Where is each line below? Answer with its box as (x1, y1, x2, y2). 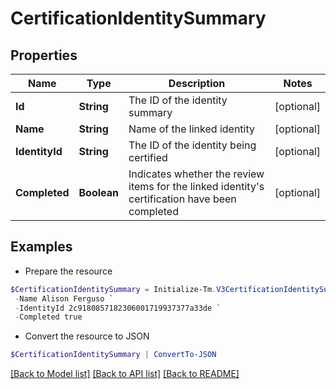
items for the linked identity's (128, 180, 265, 193)
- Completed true (14, 312, 83, 322)
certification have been (128, 192, 237, 206)
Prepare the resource (24, 265, 113, 277)
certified (128, 151, 168, 164)
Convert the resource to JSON (24, 330, 150, 342)
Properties (10, 47, 78, 64)
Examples (10, 238, 73, 256)
